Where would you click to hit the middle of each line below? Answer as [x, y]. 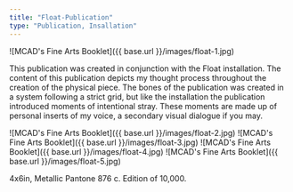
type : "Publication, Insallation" [73, 26]
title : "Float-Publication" [61, 17]
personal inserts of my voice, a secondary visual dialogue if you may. [136, 116]
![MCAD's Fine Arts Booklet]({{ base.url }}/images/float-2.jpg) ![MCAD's [141, 132]
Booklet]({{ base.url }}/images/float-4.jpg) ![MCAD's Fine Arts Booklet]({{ [144, 151]
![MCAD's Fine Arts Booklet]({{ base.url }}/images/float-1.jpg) [122, 51]
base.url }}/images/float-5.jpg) [65, 161]
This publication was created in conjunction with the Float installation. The [145, 68]
